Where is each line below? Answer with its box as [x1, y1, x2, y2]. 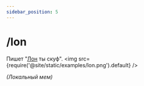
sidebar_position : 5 [6, 8, 59, 15]
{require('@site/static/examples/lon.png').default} [6, 61, 131, 68]
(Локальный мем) [6, 73, 53, 81]
